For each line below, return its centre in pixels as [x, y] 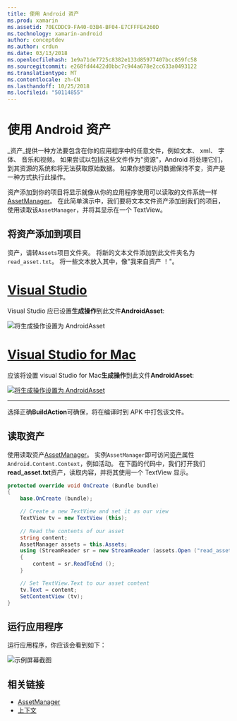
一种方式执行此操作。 [38, 177]
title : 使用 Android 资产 [43, 14]
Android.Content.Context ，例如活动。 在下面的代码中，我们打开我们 [107, 463]
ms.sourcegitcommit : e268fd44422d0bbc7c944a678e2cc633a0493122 [102, 66]
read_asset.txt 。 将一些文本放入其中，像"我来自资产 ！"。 [93, 261]
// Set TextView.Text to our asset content [85, 583]
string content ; [44, 537]
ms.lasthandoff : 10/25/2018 [49, 86]
